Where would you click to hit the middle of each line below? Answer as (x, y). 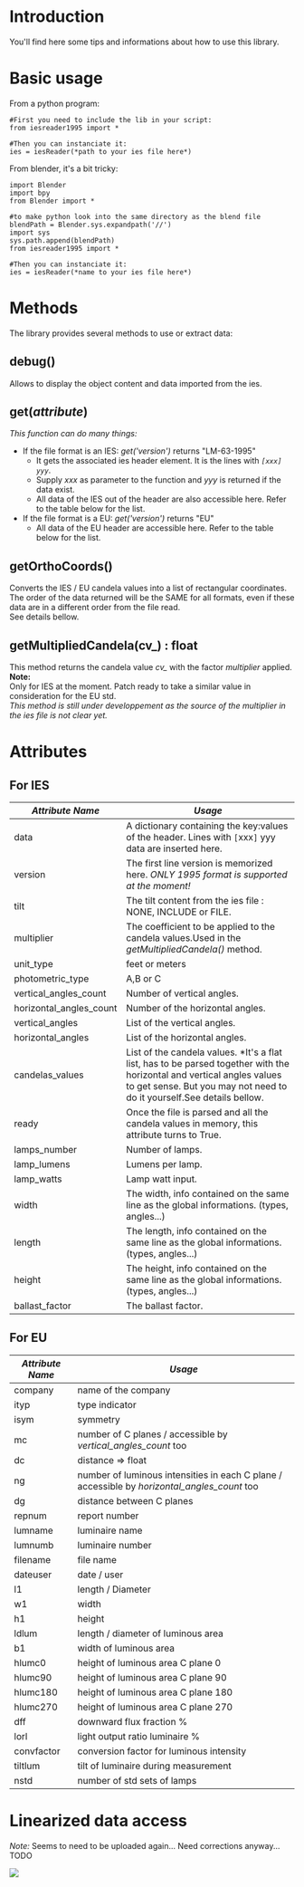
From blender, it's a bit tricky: (64, 168)
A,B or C (144, 979)
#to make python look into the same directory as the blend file (135, 216)
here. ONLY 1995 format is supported (207, 875)
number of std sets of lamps (137, 1780)
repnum (30, 1516)
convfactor (37, 1751)
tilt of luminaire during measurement (155, 1766)
